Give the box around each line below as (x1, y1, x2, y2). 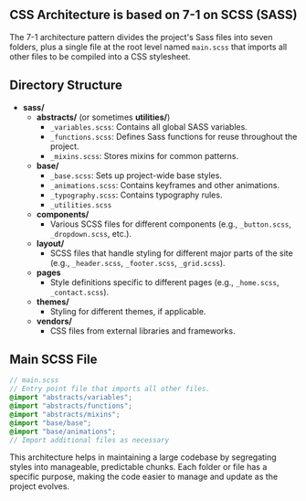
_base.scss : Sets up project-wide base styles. (49, 169, 222, 181)
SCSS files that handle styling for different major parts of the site (49, 247, 294, 259)
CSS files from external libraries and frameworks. (49, 325, 236, 336)
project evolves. (9, 481, 70, 492)
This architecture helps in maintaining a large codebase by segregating (9, 452, 277, 463)
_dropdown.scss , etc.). (49, 228, 132, 239)
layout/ (36, 238, 65, 249)
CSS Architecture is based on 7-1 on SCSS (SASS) (9, 7, 298, 23)
